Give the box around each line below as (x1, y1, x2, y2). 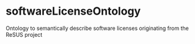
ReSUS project (6, 31, 43, 38)
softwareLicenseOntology (6, 4, 141, 18)
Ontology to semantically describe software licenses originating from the (6, 24, 189, 32)
